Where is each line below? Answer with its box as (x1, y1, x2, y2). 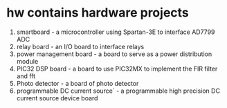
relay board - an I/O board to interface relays (16, 42, 145, 51)
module (16, 57, 39, 65)
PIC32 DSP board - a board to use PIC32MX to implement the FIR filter (16, 64, 218, 73)
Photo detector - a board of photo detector (16, 79, 139, 87)
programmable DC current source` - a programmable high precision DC (16, 87, 221, 95)
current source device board (16, 93, 98, 102)
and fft (16, 71, 36, 80)
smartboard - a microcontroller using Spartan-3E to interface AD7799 (16, 28, 215, 36)
